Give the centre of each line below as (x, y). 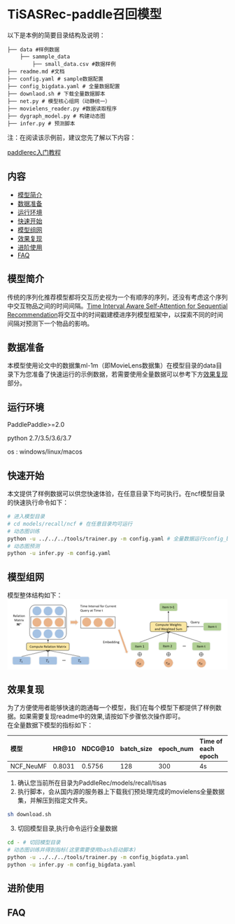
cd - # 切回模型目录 (34, 843)
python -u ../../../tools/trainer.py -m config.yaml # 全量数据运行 (106, 539)
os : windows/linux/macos (45, 451)
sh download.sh (29, 814)
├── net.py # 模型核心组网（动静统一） (59, 101)
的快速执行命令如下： (38, 502)
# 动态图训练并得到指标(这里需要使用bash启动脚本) (72, 850)
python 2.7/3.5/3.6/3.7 (40, 438)
